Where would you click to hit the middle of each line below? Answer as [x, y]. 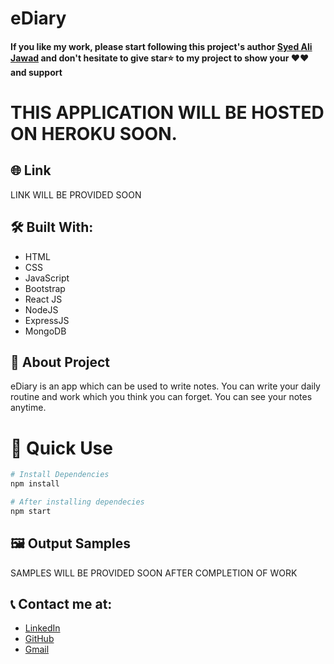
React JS [43, 299]
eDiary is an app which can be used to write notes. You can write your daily [165, 386]
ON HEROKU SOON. [94, 133]
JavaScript [47, 278]
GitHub [39, 639]
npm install [35, 484]
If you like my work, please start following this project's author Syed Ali [161, 46]
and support [36, 72]
